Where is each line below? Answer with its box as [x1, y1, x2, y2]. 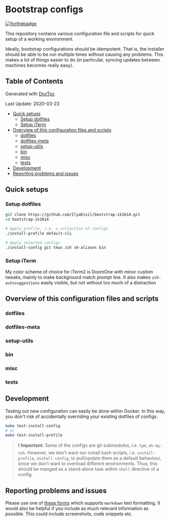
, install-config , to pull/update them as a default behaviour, [34, 455, 162, 462]
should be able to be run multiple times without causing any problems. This [5, 51, 163, 57]
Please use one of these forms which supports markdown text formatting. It [5, 500, 161, 506]
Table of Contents [5, 77, 64, 86]
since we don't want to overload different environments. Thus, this [17, 461, 158, 467]
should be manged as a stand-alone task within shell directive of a [17, 466, 159, 472]
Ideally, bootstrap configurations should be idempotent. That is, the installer [5, 46, 165, 52]
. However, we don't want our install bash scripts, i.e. [25, 450, 136, 456]
